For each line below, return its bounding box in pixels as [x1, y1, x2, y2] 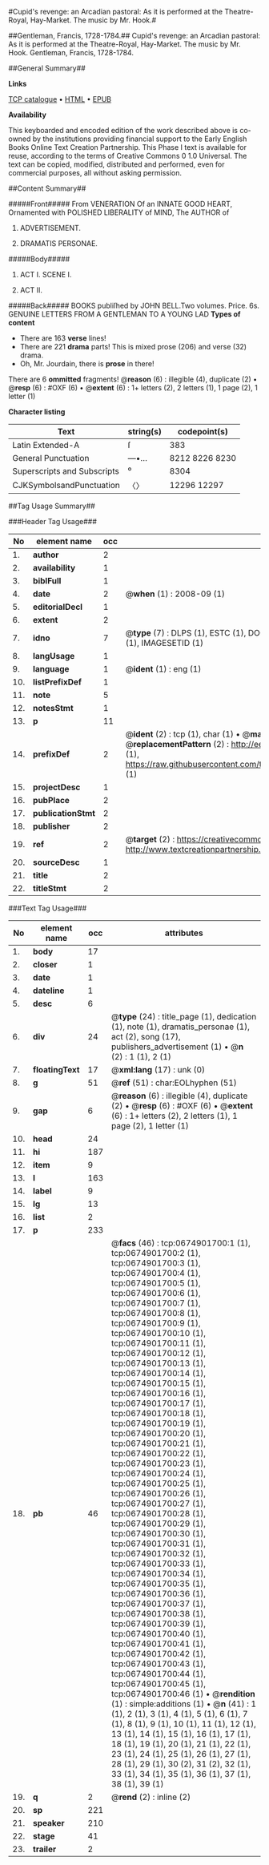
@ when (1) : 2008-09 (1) [125, 588, 226, 599]
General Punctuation [12, 453, 90, 463]
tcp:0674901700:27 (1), [110, 1498, 207, 1509]
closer [33, 959, 58, 970]
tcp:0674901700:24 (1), [110, 1468, 207, 1479]
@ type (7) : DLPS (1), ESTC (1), [125, 628, 247, 638]
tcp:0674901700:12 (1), [110, 1348, 207, 1358]
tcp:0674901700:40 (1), [110, 1629, 207, 1639]
